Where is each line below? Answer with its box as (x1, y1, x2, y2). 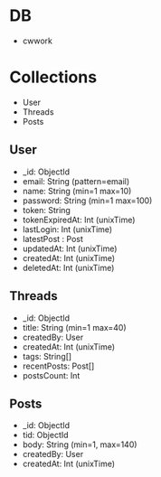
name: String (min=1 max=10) (22, 185, 132, 196)
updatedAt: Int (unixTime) (22, 243, 118, 254)
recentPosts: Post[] (22, 360, 95, 371)
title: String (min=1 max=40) (22, 322, 127, 332)
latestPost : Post (22, 233, 83, 244)
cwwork (22, 35, 52, 46)
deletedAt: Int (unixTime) (22, 262, 115, 273)
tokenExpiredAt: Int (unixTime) (22, 214, 136, 225)
